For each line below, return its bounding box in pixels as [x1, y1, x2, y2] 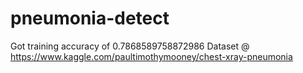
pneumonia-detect [10, 7, 170, 30]
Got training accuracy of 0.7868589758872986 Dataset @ [10, 40, 250, 52]
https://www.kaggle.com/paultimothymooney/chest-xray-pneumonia [10, 50, 293, 62]
